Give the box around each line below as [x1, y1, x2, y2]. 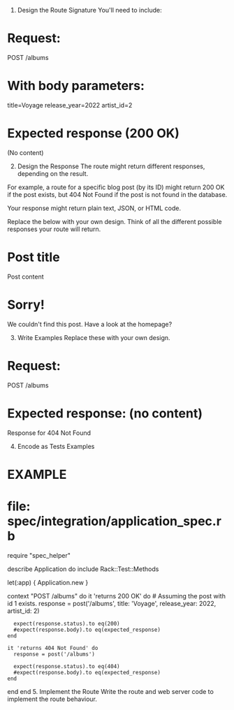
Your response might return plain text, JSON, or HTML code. [7, 204, 182, 212]
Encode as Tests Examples [17, 442, 95, 450]
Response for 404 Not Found [7, 429, 92, 437]
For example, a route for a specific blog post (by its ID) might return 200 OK [7, 183, 225, 191]
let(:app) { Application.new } [7, 578, 89, 586]
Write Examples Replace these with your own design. [17, 333, 170, 341]
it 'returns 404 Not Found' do [7, 644, 98, 651]
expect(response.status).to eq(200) [13, 620, 120, 627]
